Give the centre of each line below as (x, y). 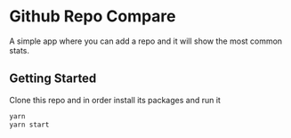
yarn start (29, 125)
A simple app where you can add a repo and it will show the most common (146, 41)
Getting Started (53, 79)
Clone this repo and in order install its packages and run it (115, 100)
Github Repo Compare (93, 16)
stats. (19, 50)
